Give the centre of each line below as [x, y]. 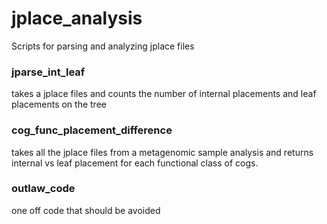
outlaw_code [43, 189]
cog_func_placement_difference [92, 130]
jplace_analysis [77, 18]
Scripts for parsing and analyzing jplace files [103, 46]
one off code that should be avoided [86, 210]
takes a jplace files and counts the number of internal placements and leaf [164, 94]
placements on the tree [59, 104]
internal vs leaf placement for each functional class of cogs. [135, 163]
